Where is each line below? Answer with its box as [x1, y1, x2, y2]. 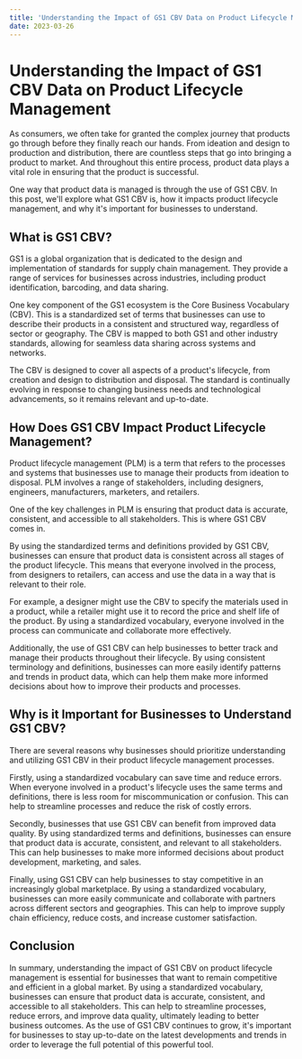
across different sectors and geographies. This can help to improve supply [9, 902, 286, 913]
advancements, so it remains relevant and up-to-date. [9, 394, 209, 405]
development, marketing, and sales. [9, 856, 142, 867]
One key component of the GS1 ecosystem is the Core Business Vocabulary [9, 299, 290, 311]
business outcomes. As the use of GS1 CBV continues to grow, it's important [9, 1019, 292, 1030]
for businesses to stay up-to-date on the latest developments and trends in [9, 1029, 288, 1040]
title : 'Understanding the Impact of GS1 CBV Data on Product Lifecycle [9, 13, 288, 23]
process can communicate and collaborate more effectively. [9, 625, 232, 636]
